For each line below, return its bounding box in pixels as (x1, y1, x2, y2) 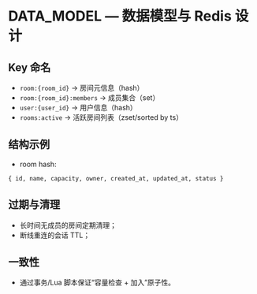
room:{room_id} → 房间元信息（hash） (19, 84, 144, 92)
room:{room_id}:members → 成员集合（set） (19, 93, 160, 102)
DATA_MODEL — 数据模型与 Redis (8, 7, 233, 25)
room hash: (19, 159, 57, 169)
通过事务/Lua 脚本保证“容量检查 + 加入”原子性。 (19, 277, 176, 288)
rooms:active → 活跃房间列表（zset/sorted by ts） (19, 113, 184, 122)
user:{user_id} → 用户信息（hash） (19, 103, 138, 112)
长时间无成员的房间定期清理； (19, 220, 117, 229)
